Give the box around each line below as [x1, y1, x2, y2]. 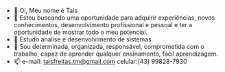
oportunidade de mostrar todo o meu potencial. [13, 28, 148, 36]
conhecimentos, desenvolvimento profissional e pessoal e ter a [13, 21, 193, 29]
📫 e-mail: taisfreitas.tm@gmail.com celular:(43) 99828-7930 [13, 58, 187, 65]
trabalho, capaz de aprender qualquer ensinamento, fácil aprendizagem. [13, 50, 219, 58]
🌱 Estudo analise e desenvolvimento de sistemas [13, 35, 152, 43]
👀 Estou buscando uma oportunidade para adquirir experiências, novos [13, 14, 215, 22]
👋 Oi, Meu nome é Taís [13, 7, 78, 14]
